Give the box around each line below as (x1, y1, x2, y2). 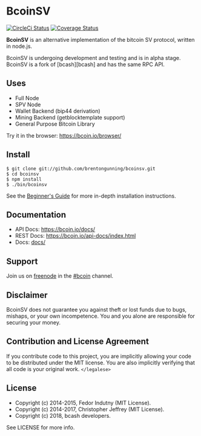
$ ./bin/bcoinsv (6, 181, 47, 187)
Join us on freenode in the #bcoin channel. (6, 272, 114, 280)
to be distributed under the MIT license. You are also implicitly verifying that (6, 359, 196, 366)
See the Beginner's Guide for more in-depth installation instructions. (6, 192, 177, 200)
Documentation (6, 209, 67, 220)
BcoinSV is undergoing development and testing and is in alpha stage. (6, 54, 181, 61)
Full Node (15, 94, 39, 101)
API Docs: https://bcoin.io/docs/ (15, 226, 96, 233)
